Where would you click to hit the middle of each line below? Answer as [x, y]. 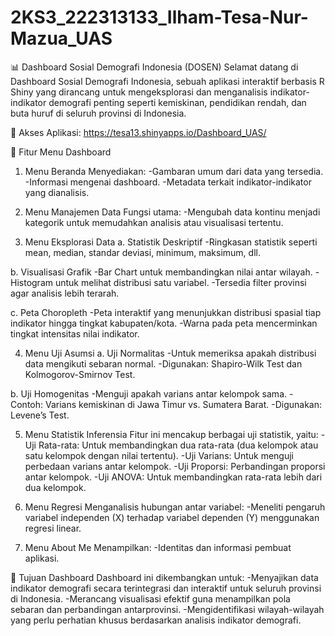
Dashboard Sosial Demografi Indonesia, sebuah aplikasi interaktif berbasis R [167, 81]
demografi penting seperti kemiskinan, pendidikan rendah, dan [177, 102]
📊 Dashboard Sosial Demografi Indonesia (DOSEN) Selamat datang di [154, 67]
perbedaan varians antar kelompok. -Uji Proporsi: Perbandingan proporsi [175, 466]
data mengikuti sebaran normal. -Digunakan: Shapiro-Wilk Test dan [163, 363]
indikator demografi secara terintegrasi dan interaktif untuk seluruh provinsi [166, 588]
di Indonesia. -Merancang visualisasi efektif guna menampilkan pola [150, 598]
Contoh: [27, 404]
